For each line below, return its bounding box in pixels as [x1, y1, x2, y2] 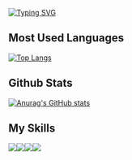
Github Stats [8, 76, 73, 90]
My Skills [8, 122, 56, 136]
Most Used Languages [8, 31, 124, 45]
